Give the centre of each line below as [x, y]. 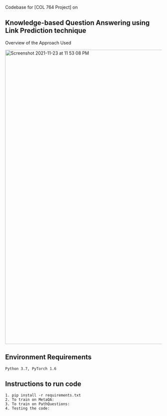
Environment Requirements [48, 357]
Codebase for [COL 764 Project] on [42, 7]
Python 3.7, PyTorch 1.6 [31, 369]
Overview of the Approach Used [38, 42]
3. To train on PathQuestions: [38, 404]
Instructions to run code [43, 384]
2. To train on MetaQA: [30, 400]
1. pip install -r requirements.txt [43, 396]
